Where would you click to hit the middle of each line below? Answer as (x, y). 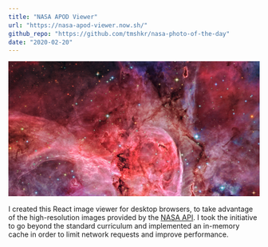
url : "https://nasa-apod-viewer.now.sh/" (78, 25)
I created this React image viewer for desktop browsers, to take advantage (131, 209)
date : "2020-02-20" (41, 42)
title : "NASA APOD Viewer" (53, 17)
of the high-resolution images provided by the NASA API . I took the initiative (133, 218)
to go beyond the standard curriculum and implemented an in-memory (124, 226)
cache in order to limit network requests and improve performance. (118, 234)
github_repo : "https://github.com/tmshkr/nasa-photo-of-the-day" (119, 33)
